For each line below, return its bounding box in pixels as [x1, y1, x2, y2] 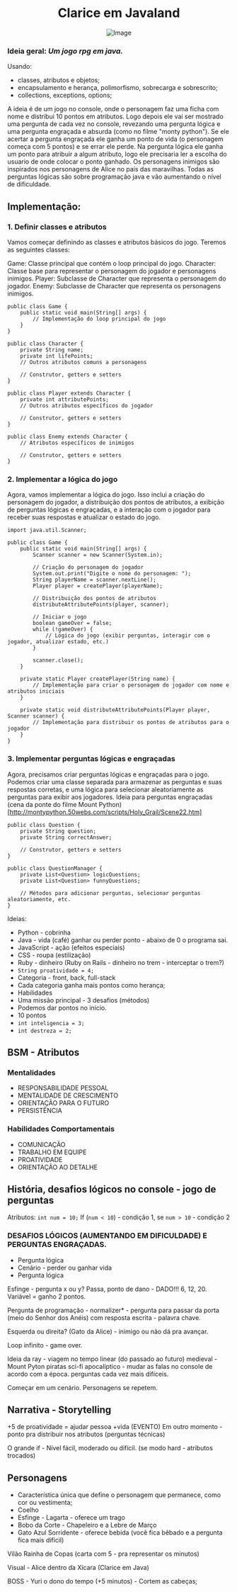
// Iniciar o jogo [33, 614, 87, 621]
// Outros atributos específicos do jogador [20, 402, 154, 409]
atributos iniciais [7, 688, 65, 695]
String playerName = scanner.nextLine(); [33, 576, 157, 584]
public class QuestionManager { [7, 864, 103, 872]
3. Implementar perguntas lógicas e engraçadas [7, 754, 175, 764]
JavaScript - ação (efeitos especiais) [17, 943, 125, 952]
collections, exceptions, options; [17, 91, 112, 100]
